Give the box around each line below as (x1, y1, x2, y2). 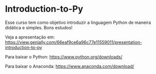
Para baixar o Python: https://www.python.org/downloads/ (5, 54, 123, 59)
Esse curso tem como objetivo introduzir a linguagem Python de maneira (5, 19, 151, 25)
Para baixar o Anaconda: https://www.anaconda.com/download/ (5, 63, 135, 69)
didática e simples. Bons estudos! (5, 24, 73, 30)
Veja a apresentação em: (5, 34, 55, 40)
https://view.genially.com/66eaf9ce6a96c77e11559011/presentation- (5, 39, 142, 45)
